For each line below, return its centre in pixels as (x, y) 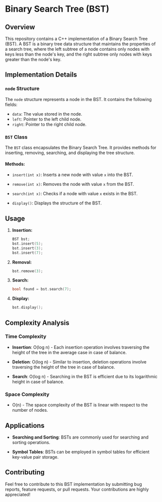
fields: (11, 104)
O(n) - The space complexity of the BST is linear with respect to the (80, 405)
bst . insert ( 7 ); (27, 253)
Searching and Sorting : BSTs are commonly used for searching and (80, 437)
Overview (20, 27)
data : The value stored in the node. (47, 114)
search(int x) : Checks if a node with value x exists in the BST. (75, 194)
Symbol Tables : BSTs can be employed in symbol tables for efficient (81, 452)
